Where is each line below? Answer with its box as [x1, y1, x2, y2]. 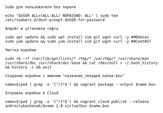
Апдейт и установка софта [5, 26, 58, 31]
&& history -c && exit [5, 65, 52, 70]
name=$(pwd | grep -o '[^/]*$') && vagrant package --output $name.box [5, 82, 156, 87]
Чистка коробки [5, 48, 37, 53]
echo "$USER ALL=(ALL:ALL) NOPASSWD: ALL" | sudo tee [5, 13, 119, 18]
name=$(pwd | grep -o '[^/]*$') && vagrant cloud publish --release [5, 99, 149, 104]
